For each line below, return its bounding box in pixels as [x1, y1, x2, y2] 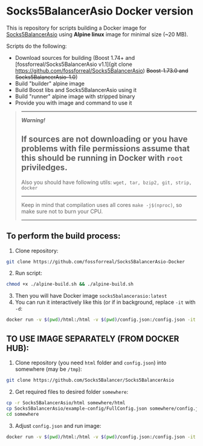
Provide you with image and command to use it [14, 99, 132, 107]
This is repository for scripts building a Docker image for [6, 24, 147, 31]
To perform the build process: [6, 231, 121, 241]
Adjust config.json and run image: [14, 422, 101, 429]
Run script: [14, 269, 42, 277]
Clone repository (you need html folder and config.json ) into [14, 359, 167, 366]
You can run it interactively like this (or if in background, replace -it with [14, 298, 196, 306]
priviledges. [21, 162, 68, 173]
